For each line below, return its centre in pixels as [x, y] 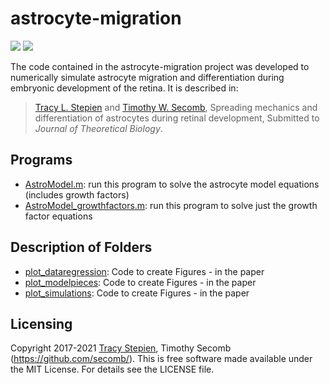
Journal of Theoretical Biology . [98, 128]
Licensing [41, 323]
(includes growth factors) [77, 194]
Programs [41, 160]
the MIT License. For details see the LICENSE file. [112, 369]
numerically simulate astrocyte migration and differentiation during [147, 77]
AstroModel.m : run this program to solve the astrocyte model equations [172, 184]
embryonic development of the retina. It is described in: [124, 88]
